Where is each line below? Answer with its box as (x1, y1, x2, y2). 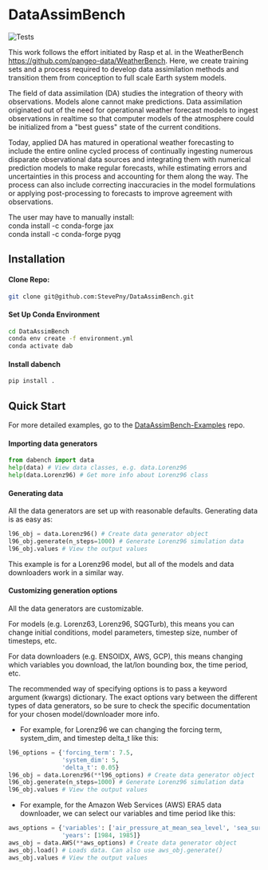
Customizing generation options (8, 586, 118, 596)
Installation (8, 253, 65, 266)
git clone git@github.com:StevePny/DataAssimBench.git (8, 293, 195, 301)
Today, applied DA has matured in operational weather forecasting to (8, 137, 235, 147)
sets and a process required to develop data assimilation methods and (8, 64, 239, 73)
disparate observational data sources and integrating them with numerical (8, 154, 251, 164)
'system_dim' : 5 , (61, 756, 120, 764)
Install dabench (8, 359, 61, 368)
